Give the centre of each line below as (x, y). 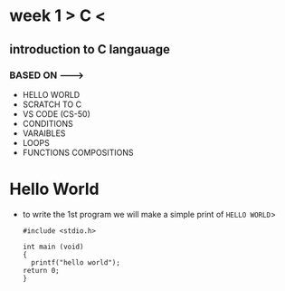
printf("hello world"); (76, 262)
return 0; (41, 270)
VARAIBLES (44, 133)
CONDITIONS (48, 123)
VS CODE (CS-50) (56, 113)
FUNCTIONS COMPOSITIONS (78, 152)
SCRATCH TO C (52, 104)
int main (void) (53, 247)
